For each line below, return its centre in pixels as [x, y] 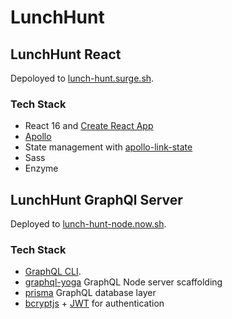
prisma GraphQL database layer [90, 293]
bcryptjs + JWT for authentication [94, 303]
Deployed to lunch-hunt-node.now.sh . [88, 224]
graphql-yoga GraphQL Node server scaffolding [123, 282]
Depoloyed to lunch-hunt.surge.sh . [82, 78]
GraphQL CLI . [53, 272]
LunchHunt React [66, 54]
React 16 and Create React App [89, 126]
